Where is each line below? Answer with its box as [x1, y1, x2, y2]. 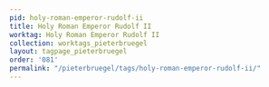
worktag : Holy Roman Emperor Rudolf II [9, 30, 160, 39]
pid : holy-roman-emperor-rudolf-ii [9, 13, 144, 23]
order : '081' [9, 55, 59, 64]
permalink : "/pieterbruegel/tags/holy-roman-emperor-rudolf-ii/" [9, 64, 261, 73]
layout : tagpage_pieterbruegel [9, 47, 128, 56]
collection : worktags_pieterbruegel [9, 38, 148, 48]
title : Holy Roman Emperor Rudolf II [9, 22, 152, 31]
